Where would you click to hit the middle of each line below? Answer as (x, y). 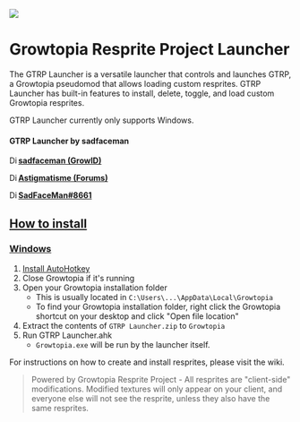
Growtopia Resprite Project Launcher (150, 50)
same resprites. (60, 408)
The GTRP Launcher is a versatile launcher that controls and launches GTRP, (150, 74)
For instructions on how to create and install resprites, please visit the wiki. (147, 362)
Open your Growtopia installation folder (94, 288)
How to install (48, 224)
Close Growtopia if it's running (78, 278)
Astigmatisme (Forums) (63, 178)
